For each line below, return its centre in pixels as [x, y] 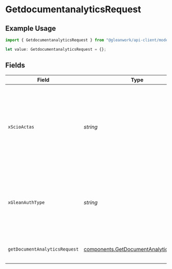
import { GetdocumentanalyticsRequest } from [55, 40]
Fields [15, 65]
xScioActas [21, 127]
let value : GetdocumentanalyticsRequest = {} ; [56, 49]
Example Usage [31, 28]
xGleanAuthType [26, 202]
